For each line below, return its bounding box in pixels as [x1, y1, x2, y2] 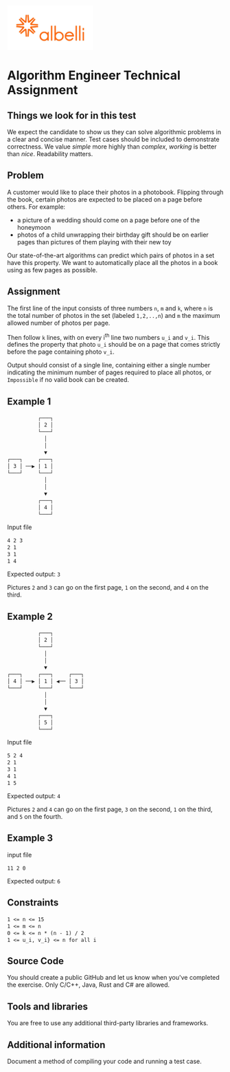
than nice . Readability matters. [7, 150, 93, 158]
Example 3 [7, 833, 54, 844]
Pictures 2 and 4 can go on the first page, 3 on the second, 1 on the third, [7, 805, 213, 813]
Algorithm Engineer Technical [7, 67, 181, 83]
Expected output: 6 [7, 877, 60, 885]
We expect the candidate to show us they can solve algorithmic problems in [7, 128, 222, 136]
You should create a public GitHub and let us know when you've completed [7, 974, 220, 982]
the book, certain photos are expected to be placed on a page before [7, 195, 203, 204]
